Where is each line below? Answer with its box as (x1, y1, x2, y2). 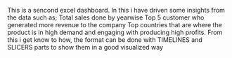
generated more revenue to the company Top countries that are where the (7, 21, 223, 29)
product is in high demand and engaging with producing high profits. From (7, 28, 223, 36)
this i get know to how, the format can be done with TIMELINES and (7, 36, 202, 44)
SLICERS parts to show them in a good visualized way (7, 43, 164, 51)
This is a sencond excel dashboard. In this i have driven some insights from (7, 6, 225, 14)
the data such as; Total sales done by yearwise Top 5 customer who (7, 13, 205, 22)
